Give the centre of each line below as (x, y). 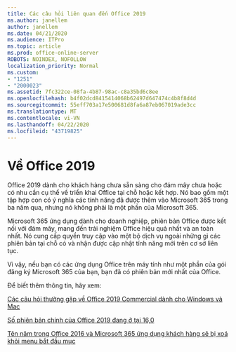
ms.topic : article (34, 46)
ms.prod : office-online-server (53, 53)
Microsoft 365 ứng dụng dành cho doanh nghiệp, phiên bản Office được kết (117, 221)
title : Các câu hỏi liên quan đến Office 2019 (77, 14)
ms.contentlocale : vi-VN (44, 118)
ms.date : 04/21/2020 (38, 33)
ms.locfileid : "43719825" (45, 131)
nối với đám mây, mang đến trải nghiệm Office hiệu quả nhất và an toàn (111, 229)
